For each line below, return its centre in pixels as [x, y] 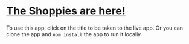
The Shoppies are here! [66, 11]
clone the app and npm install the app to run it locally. [74, 34]
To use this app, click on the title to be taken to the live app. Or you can [94, 28]
